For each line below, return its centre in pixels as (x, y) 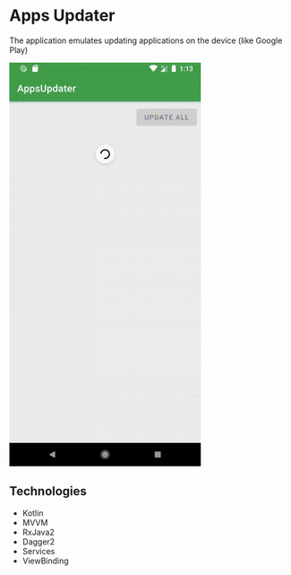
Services (39, 551)
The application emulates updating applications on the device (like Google (146, 40)
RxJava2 (39, 532)
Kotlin (33, 513)
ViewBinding (45, 561)
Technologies (48, 491)
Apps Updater (62, 16)
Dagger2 (39, 541)
